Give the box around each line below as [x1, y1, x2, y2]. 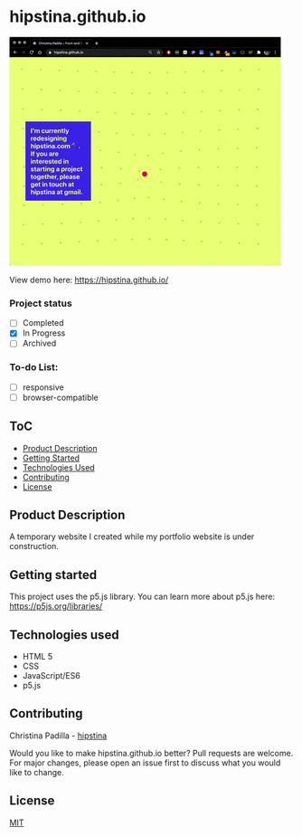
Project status [9, 297, 72, 309]
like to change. [9, 766, 65, 777]
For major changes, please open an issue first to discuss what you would [9, 757, 281, 768]
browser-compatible [22, 392, 99, 403]
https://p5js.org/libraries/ [9, 601, 103, 612]
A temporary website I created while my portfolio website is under [9, 531, 255, 542]
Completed [22, 318, 64, 328]
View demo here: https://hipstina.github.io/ [9, 274, 169, 285]
